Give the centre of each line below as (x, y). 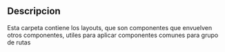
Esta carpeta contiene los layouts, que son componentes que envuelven (110, 27)
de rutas (19, 42)
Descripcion (34, 11)
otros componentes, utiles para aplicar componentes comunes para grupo (113, 35)
